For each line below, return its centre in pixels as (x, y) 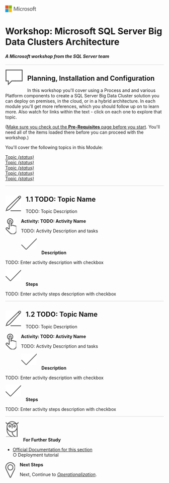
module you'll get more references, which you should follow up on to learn (82, 106)
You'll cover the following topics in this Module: (54, 147)
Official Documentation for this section (52, 449)
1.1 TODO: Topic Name (61, 199)
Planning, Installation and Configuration (91, 78)
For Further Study (42, 440)
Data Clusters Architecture (62, 42)
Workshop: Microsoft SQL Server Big (84, 32)
